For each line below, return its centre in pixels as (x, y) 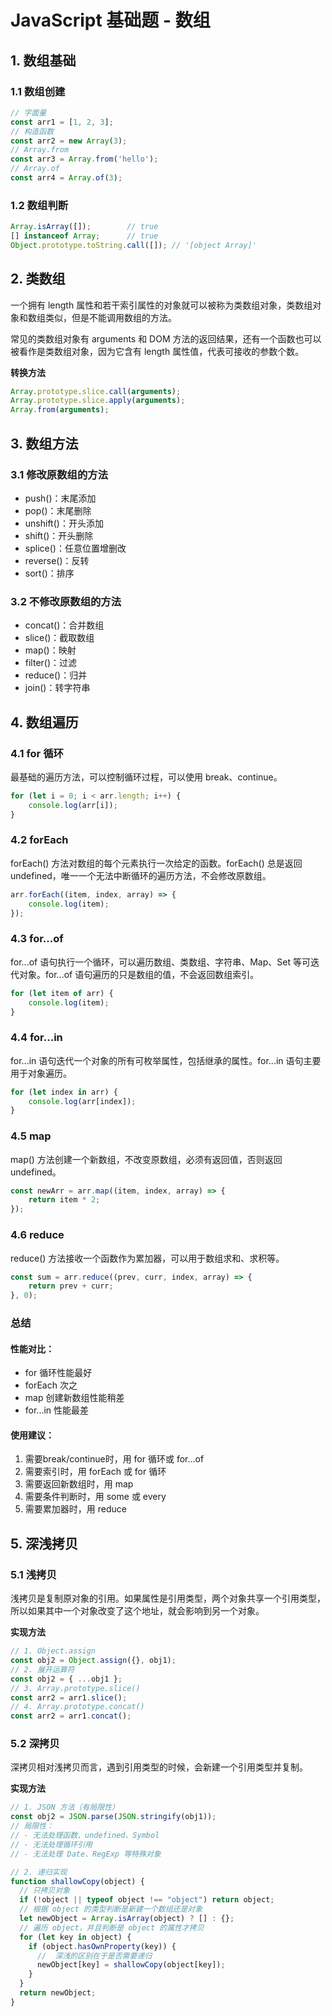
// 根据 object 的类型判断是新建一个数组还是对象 (111, 1909)
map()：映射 (50, 650)
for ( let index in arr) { (64, 1092)
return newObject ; (58, 1993)
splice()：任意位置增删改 (75, 548)
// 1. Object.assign (53, 1651)
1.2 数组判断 (39, 205)
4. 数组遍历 (44, 722)
